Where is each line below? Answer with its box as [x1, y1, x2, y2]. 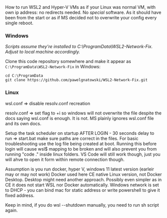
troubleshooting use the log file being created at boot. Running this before [5, 141, 157, 147]
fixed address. [5, 192, 35, 198]
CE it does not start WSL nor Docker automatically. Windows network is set [5, 182, 159, 188]
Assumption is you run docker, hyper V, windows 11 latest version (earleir [5, 166, 154, 172]
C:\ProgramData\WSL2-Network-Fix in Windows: [5, 64, 101, 70]
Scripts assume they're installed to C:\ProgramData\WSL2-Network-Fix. [5, 44, 153, 50]
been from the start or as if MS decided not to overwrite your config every [5, 15, 157, 20]
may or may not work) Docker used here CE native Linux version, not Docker [5, 171, 162, 177]
